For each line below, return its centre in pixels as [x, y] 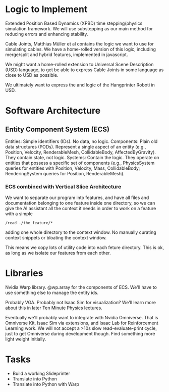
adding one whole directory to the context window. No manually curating [81, 232]
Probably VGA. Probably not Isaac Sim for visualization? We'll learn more [81, 303]
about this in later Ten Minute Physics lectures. [54, 308]
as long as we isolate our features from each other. [58, 253]
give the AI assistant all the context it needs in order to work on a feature [81, 209]
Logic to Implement [46, 9]
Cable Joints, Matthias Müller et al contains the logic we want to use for [79, 43]
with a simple [19, 214]
